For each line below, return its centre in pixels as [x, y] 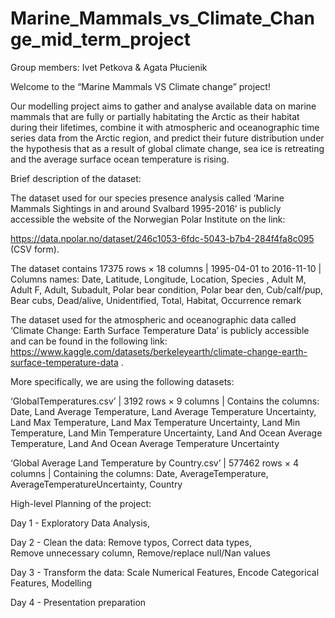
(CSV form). [35, 249]
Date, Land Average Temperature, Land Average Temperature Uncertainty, [163, 411]
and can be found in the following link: [89, 341]
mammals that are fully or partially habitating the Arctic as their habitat [155, 116]
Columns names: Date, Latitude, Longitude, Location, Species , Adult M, [158, 279]
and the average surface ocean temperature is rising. [120, 159]
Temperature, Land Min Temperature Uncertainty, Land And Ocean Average [166, 433]
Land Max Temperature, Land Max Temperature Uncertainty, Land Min [155, 422]
